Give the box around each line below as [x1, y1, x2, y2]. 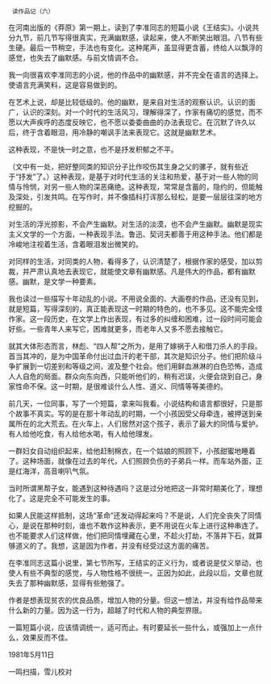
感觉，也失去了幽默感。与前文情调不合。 [8, 53, 143, 62]
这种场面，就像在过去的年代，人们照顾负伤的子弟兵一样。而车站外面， [22, 457, 256, 465]
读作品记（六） [11, 7, 55, 15]
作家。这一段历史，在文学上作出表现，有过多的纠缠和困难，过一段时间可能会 [8, 314, 263, 323]
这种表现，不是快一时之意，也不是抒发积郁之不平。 [8, 144, 178, 154]
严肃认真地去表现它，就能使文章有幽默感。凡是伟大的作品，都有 [29, 267, 242, 276]
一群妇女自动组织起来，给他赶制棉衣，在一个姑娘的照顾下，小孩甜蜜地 [8, 446, 242, 456]
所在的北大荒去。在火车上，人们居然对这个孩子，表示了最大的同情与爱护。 [15, 419, 263, 428]
